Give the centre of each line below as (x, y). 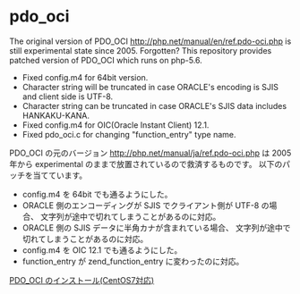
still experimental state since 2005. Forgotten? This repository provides (141, 50)
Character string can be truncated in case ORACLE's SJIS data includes (154, 105)
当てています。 (60, 175)
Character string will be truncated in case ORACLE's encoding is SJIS (150, 87)
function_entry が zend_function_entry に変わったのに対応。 (133, 261)
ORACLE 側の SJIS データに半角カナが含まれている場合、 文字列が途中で (156, 227)
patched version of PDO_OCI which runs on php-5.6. (106, 60)
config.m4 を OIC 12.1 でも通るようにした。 (102, 250)
